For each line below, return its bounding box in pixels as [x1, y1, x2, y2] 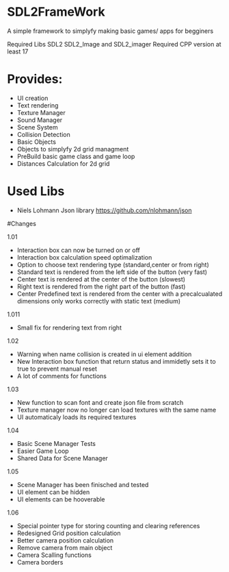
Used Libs [7, 184, 65, 199]
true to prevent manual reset [16, 364, 98, 373]
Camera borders [16, 558, 64, 566]
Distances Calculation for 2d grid [16, 159, 110, 168]
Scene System [16, 123, 58, 131]
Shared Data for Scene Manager [16, 453, 108, 462]
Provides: [7, 71, 63, 87]
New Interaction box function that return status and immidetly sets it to [16, 357, 217, 365]
